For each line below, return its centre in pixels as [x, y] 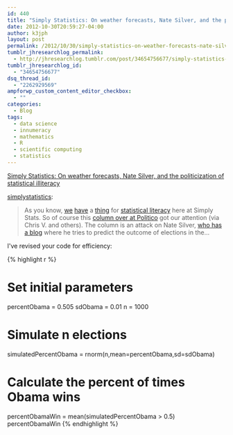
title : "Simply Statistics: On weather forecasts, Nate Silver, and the [114, 20]
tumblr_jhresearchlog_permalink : [55, 53]
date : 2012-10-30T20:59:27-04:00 [55, 26]
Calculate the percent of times [96, 382]
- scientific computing [48, 150]
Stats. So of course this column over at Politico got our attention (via [122, 217]
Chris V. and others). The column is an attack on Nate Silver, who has [123, 225]
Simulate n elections [67, 335]
